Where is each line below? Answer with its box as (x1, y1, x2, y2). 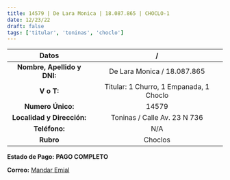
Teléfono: (33, 124, 65, 133)
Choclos (143, 135, 171, 144)
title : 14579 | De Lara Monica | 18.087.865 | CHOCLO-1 (7, 10, 170, 17)
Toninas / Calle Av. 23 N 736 (110, 113, 203, 123)
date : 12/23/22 (7, 16, 51, 23)
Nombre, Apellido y (16, 62, 81, 72)
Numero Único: (24, 102, 75, 112)
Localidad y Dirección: (12, 113, 87, 123)
